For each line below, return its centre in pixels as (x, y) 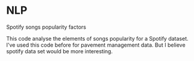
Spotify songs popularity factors (46, 27)
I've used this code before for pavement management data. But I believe (96, 45)
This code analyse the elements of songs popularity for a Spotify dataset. (97, 38)
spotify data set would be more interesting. (60, 51)
